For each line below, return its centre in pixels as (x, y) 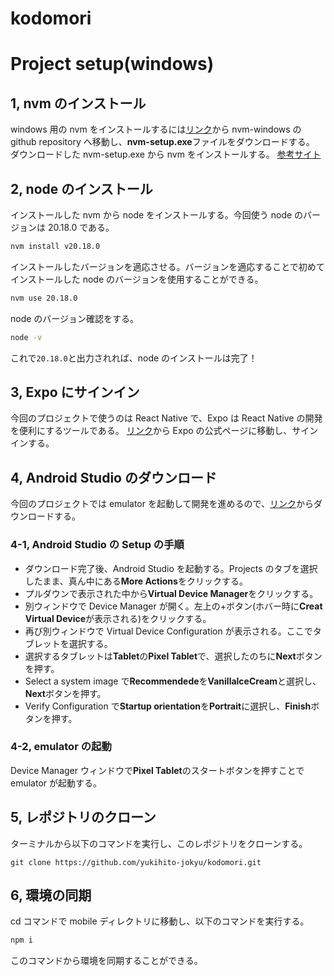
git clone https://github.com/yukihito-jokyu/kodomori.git (136, 862)
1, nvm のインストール (78, 103)
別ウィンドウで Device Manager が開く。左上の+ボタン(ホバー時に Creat (173, 606)
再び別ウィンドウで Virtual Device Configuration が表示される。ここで (168, 631)
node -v (26, 337)
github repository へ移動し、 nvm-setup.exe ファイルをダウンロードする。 (162, 142)
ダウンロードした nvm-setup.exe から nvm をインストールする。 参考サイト (166, 154)
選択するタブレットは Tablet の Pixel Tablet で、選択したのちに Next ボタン (173, 656)
